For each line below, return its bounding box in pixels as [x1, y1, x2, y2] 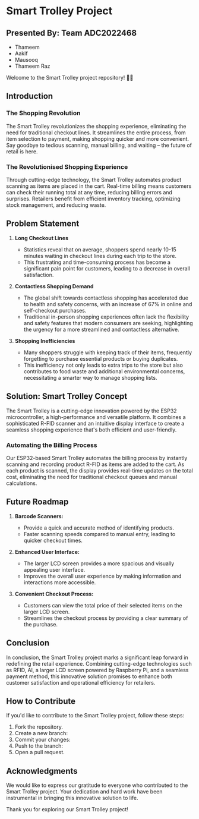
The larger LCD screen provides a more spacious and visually [23, 560, 175, 567]
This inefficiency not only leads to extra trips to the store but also [23, 361, 183, 368]
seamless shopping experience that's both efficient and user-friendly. [6, 426, 177, 433]
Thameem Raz [14, 62, 50, 70]
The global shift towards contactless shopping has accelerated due [23, 294, 189, 301]
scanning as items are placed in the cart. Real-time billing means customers [6, 182, 192, 190]
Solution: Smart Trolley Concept [6, 391, 128, 402]
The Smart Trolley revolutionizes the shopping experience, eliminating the [6, 122, 187, 130]
